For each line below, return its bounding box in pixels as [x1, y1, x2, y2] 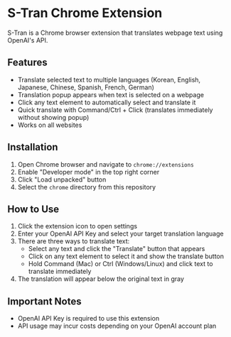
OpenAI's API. [7, 35, 48, 44]
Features [7, 57, 48, 69]
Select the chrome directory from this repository [17, 182, 156, 191]
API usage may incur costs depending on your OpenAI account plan [17, 321, 217, 331]
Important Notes [7, 295, 82, 307]
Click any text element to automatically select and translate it [17, 98, 196, 106]
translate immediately [28, 267, 92, 276]
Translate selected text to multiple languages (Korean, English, [17, 75, 201, 84]
